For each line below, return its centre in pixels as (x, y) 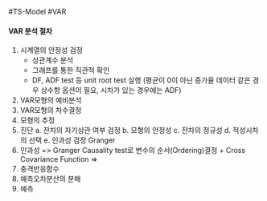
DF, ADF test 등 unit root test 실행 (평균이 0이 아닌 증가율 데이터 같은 (141, 80)
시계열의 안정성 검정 (51, 50)
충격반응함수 (40, 169)
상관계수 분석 (53, 60)
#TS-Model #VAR (37, 12)
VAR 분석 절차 (31, 30)
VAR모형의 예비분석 (51, 100)
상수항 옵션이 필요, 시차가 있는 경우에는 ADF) (111, 90)
